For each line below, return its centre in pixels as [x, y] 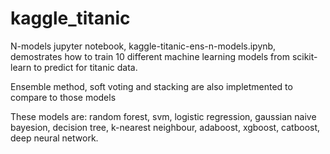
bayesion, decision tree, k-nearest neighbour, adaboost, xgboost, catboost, [165, 127]
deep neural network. [54, 138]
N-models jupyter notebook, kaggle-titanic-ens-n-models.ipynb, [143, 46]
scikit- [304, 56]
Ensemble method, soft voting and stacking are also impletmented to [151, 86]
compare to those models [63, 97]
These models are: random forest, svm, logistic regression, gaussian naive [163, 116]
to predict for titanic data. [85, 67]
